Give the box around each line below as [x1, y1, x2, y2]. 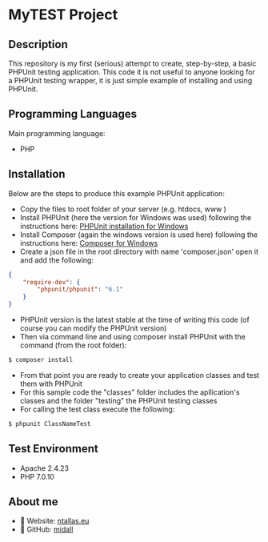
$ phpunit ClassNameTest [8, 420, 91, 428]
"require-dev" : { [22, 278, 81, 286]
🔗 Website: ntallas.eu [19, 516, 90, 526]
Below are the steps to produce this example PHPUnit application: [8, 188, 226, 198]
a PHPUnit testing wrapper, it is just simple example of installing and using [8, 76, 253, 85]
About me [8, 495, 58, 508]
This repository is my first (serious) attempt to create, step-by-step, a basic [8, 58, 257, 68]
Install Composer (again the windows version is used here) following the [19, 230, 258, 239]
